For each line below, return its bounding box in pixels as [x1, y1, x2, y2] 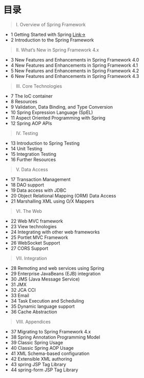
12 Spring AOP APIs [10, 120, 52, 126]
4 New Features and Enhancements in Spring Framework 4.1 [10, 62, 138, 68]
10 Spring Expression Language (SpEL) [10, 109, 93, 115]
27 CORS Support [10, 245, 48, 251]
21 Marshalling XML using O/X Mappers [10, 198, 94, 204]
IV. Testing [15, 130, 38, 136]
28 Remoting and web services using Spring [10, 265, 105, 271]
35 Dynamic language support [10, 303, 75, 309]
